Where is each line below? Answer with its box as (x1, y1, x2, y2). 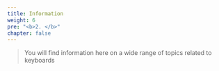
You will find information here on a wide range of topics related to (24, 49, 212, 57)
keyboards (24, 56, 55, 65)
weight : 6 (7, 17, 36, 24)
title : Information (7, 10, 64, 17)
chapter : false (7, 29, 51, 37)
